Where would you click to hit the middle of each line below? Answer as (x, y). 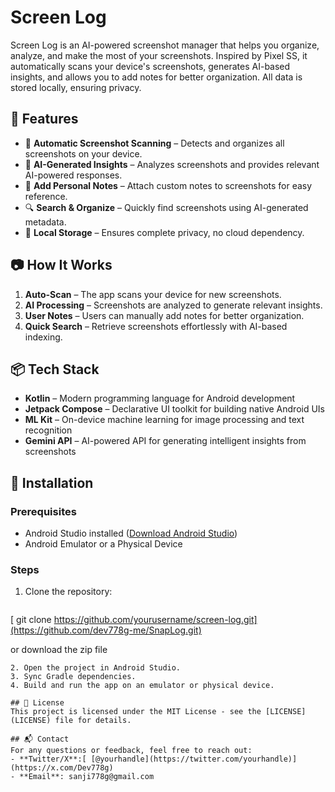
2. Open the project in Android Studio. (96, 668)
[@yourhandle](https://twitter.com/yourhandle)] (194, 759)
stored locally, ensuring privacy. (76, 87)
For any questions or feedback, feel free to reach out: (131, 751)
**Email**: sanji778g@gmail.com (87, 777)
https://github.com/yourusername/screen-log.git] (155, 620)
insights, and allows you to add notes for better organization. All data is (156, 77)
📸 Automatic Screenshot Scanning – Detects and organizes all (154, 143)
